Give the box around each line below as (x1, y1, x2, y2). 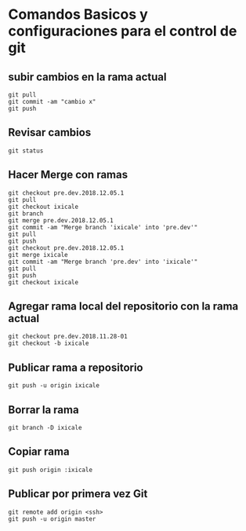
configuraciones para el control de (8, 22, 237, 40)
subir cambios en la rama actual (8, 70, 167, 83)
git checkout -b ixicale (8, 339, 89, 347)
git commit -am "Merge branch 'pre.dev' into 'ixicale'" (8, 258, 198, 265)
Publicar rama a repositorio (8, 361, 143, 374)
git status (8, 147, 44, 155)
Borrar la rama (8, 403, 80, 416)
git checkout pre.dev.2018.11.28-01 (8, 332, 128, 341)
